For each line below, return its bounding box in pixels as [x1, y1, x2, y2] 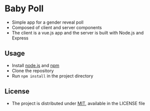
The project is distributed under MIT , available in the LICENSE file [11, 100, 146, 106]
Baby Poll [4, 3, 44, 14]
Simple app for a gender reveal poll [11, 19, 84, 25]
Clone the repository [11, 68, 54, 74]
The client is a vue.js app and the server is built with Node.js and [11, 30, 144, 36]
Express [11, 35, 29, 41]
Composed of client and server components [11, 24, 102, 30]
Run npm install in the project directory [11, 73, 94, 79]
